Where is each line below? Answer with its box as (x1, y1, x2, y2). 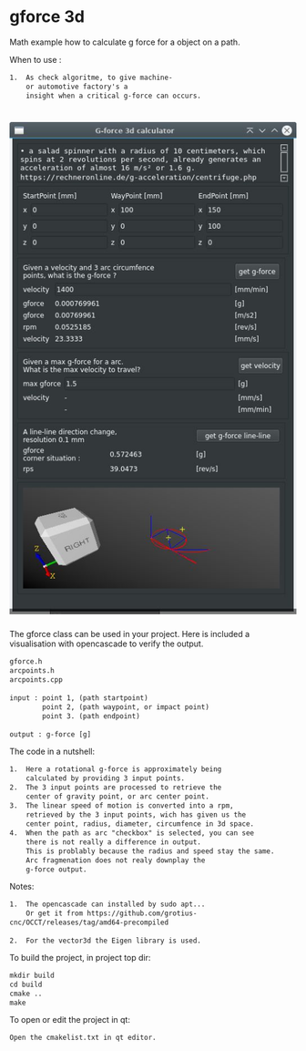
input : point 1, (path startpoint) (9, 694, 148, 703)
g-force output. (25, 865, 88, 874)
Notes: (9, 881, 35, 892)
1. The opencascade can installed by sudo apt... (9, 900, 206, 909)
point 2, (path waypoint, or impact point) (42, 703, 209, 712)
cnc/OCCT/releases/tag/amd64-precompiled (9, 918, 169, 927)
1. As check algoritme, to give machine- (9, 73, 173, 82)
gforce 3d (9, 6, 85, 27)
